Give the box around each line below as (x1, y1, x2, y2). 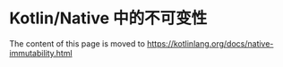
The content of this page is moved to (9, 38, 146, 49)
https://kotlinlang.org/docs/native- (146, 38, 274, 49)
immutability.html (9, 47, 73, 58)
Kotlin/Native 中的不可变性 (9, 8, 208, 29)
